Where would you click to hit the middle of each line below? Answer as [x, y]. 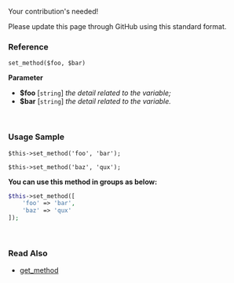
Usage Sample [37, 137]
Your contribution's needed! [53, 11]
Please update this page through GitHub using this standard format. [117, 26]
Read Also [28, 253]
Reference [28, 46]
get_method [39, 270]
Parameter [26, 78]
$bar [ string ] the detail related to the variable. [95, 101]
